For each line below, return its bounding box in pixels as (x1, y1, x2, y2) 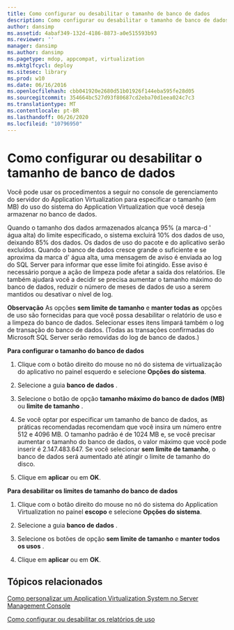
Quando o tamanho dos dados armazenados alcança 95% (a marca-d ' (7, 223, 211, 232)
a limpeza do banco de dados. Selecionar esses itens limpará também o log (7, 318, 224, 327)
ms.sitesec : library (7, 68, 68, 75)
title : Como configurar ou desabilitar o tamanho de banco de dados (7, 10, 210, 17)
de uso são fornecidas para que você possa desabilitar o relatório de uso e (7, 311, 222, 320)
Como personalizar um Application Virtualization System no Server (7, 594, 198, 603)
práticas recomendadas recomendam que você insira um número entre (17, 423, 221, 432)
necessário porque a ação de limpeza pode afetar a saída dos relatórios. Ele (7, 268, 226, 276)
